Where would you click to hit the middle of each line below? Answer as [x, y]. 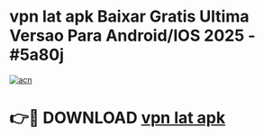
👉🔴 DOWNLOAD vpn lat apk [118, 118]
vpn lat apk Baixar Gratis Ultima [129, 17]
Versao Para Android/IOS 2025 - [132, 36]
